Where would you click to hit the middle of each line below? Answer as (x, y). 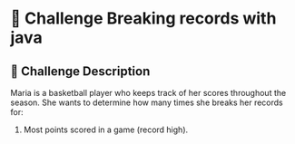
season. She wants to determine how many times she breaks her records (147, 102)
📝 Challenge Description (80, 71)
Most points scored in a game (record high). (106, 130)
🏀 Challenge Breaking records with (143, 19)
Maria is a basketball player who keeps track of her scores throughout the (148, 93)
